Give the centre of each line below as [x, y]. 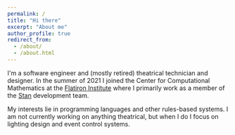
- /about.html [34, 53]
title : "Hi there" [34, 20]
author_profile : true [39, 33]
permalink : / [26, 14]
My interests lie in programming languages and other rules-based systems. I [118, 109]
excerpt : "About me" [38, 27]
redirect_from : [30, 40]
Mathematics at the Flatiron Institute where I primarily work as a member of [116, 88]
